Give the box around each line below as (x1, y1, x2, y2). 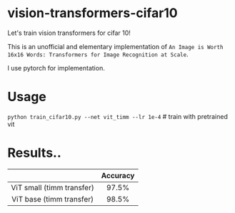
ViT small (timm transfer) (11, 182, 94, 192)
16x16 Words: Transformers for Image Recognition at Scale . (7, 50, 189, 58)
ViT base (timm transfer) (11, 194, 94, 204)
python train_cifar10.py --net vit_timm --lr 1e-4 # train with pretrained (7, 112, 229, 120)
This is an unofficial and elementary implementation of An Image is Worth (7, 42, 224, 51)
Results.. (7, 145, 62, 161)
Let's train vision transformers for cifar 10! (7, 28, 131, 37)
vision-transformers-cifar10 (7, 5, 178, 21)
